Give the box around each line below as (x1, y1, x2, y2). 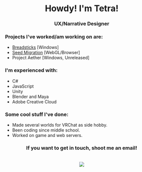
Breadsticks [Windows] (12, 44, 59, 50)
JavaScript (12, 83, 34, 89)
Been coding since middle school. (12, 127, 80, 133)
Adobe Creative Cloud (12, 98, 57, 105)
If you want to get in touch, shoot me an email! (26, 144, 138, 151)
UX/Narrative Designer (54, 20, 109, 27)
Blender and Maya (12, 94, 49, 99)
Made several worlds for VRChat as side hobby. (12, 122, 108, 128)
